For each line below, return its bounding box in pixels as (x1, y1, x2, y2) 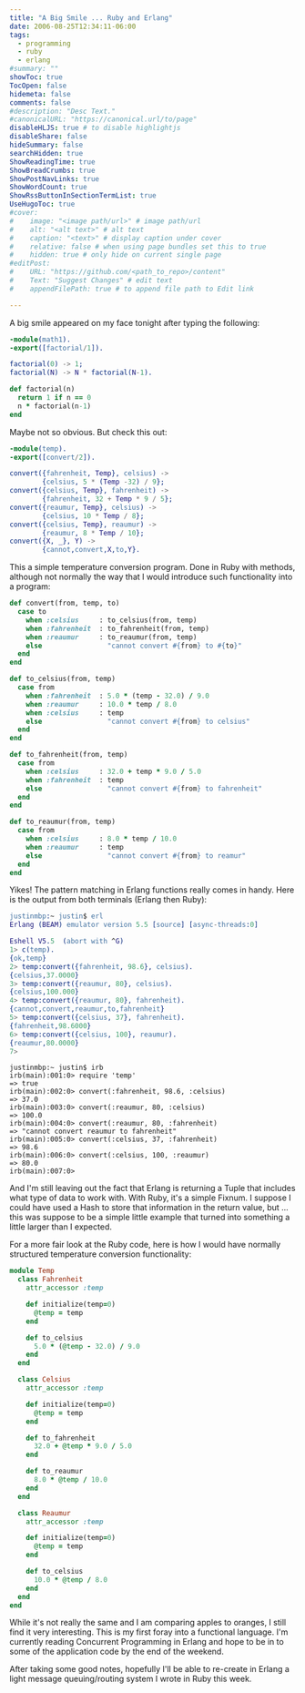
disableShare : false (9, 132, 88, 141)
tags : (9, 30, 30, 39)
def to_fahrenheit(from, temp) (9, 750, 128, 760)
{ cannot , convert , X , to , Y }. (42, 546, 141, 555)
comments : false (9, 97, 71, 107)
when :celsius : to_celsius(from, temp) (25, 616, 198, 625)
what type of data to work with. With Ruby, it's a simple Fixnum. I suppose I (9, 1192, 291, 1203)
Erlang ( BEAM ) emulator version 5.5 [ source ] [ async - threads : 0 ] (9, 921, 259, 930)
